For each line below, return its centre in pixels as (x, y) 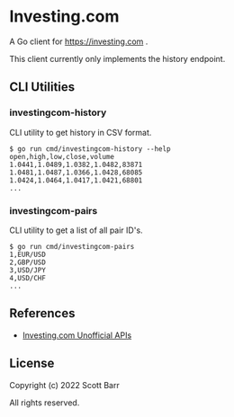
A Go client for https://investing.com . (79, 41)
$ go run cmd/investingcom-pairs (72, 246)
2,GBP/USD (28, 262)
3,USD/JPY (28, 270)
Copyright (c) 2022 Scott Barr (64, 385)
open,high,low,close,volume (62, 156)
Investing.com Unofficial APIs (77, 335)
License (32, 364)
